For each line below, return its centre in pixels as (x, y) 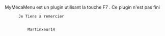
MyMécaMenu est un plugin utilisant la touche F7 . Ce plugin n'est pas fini (82, 7)
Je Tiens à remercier (41, 16)
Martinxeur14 (41, 29)
